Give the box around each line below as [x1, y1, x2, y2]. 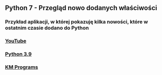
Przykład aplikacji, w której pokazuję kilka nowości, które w [5, 19, 148, 25]
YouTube [5, 37, 27, 44]
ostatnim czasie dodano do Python [5, 24, 89, 31]
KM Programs [5, 64, 38, 71]
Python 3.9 [5, 51, 32, 57]
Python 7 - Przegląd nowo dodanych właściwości [5, 4, 157, 12]
